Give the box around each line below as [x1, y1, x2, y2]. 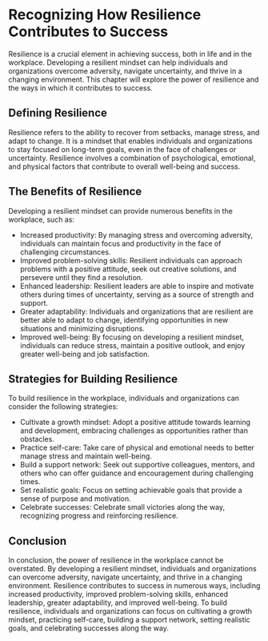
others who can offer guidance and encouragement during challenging [19, 468, 254, 478]
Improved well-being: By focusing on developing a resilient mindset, [19, 332, 244, 342]
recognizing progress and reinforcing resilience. [19, 511, 178, 521]
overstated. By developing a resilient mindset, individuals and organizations [8, 564, 258, 574]
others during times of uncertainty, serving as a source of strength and [19, 290, 254, 299]
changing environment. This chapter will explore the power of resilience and [8, 74, 259, 84]
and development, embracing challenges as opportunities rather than [19, 426, 248, 435]
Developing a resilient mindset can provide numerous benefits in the [8, 206, 234, 215]
